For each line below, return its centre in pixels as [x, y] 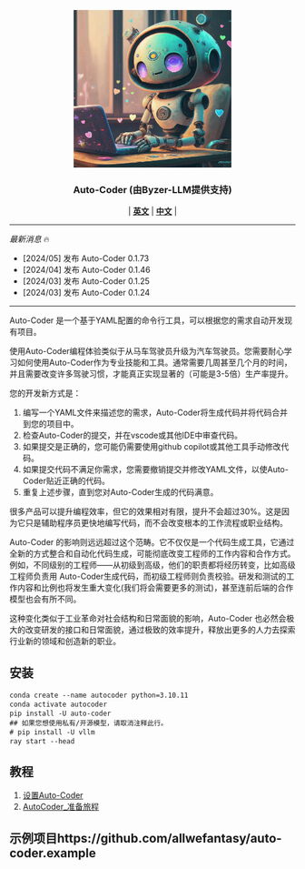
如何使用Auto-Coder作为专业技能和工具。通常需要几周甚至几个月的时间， [154, 363]
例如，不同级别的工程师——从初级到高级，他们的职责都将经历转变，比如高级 [152, 565]
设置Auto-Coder [53, 795]
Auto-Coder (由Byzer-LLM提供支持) [152, 190]
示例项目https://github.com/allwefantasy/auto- [146, 838]
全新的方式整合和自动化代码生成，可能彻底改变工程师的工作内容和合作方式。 [152, 554]
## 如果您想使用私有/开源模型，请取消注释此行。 [89, 723]
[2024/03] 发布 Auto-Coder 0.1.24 [86, 293]
